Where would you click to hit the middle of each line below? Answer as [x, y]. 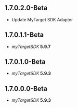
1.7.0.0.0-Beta [26, 88]
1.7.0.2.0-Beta [26, 8]
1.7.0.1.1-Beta [24, 35]
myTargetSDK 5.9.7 [31, 46]
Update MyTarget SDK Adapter [42, 19]
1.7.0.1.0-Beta [25, 62]
